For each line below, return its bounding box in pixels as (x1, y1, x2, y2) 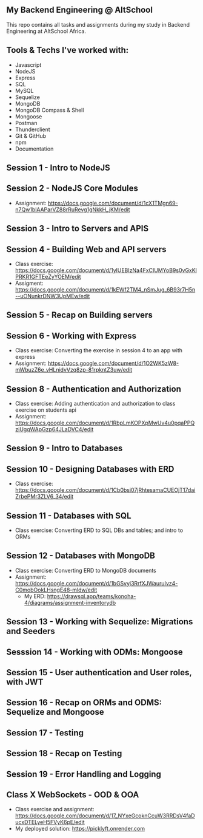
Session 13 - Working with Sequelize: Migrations (6, 616, 193, 627)
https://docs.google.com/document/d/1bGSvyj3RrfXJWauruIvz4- (15, 579, 178, 587)
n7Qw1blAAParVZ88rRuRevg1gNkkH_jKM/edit (15, 206, 130, 213)
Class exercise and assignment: (15, 806, 95, 813)
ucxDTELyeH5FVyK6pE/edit (15, 819, 85, 826)
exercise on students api (15, 406, 77, 414)
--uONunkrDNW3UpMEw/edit (15, 293, 90, 300)
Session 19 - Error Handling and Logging (6, 769, 162, 779)
